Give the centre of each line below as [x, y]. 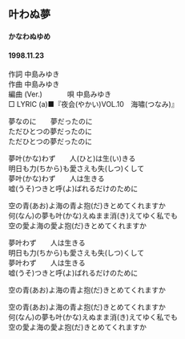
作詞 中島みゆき [34, 74]
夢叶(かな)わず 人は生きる [56, 178]
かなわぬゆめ [29, 36]
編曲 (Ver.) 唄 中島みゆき [60, 94]
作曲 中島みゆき [34, 84]
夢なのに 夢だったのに [50, 121]
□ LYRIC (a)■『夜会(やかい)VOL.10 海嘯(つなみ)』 [93, 104]
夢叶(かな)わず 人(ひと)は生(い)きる [72, 158]
